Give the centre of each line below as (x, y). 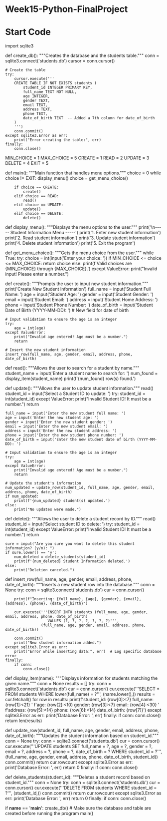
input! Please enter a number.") (37, 274)
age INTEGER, (37, 96)
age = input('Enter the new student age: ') (52, 418)
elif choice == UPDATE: (39, 205)
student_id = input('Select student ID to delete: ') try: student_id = (73, 524)
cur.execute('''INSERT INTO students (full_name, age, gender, (81, 612)
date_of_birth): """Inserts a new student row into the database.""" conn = (80, 585)
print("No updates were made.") (48, 510)
